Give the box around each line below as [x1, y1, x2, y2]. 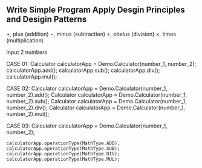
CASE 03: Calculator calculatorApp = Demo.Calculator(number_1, [6, 122, 168, 129]
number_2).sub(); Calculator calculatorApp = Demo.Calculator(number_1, [6, 97, 187, 105]
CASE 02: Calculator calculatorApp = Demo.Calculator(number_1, [6, 85, 168, 92]
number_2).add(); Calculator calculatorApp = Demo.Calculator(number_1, [6, 91, 187, 99]
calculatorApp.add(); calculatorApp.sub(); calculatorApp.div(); [6, 66, 160, 74]
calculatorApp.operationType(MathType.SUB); [6, 145, 120, 152]
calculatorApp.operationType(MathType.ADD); [6, 140, 120, 146]
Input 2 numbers [6, 48, 48, 56]
